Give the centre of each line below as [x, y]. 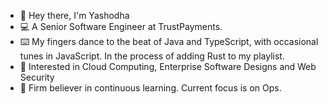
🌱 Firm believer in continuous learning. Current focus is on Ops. [150, 88]
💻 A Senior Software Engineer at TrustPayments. [121, 26]
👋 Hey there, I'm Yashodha [74, 15]
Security [37, 77]
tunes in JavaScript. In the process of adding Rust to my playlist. [152, 56]
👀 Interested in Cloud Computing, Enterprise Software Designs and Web [168, 66]
